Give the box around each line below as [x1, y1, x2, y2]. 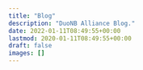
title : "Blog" [8, 11, 57, 20]
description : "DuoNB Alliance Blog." [8, 19, 136, 27]
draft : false [8, 42, 53, 50]
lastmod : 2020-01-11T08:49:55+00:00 [8, 34, 132, 43]
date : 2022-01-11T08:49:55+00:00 [8, 27, 121, 35]
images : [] [8, 49, 45, 57]
